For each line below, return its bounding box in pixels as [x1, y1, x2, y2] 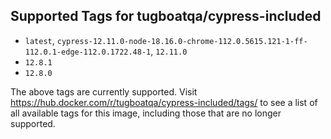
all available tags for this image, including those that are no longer [10, 107, 282, 119]
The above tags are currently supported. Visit [10, 85, 198, 98]
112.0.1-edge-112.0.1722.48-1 [24, 47, 152, 57]
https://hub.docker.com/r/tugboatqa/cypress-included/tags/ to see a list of [10, 96, 318, 108]
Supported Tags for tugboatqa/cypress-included [10, 8, 322, 25]
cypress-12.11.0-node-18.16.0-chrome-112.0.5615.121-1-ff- [56, 36, 308, 46]
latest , [24, 34, 55, 46]
